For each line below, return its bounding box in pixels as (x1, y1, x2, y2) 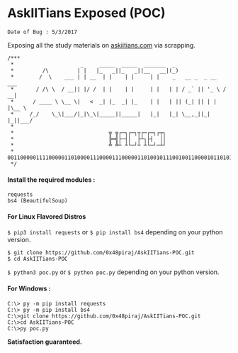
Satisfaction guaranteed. (7, 337, 83, 346)
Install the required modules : (7, 175, 96, 184)
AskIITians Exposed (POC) (7, 5, 166, 21)
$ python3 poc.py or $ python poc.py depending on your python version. (7, 268, 220, 276)
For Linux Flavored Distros (7, 212, 86, 221)
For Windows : (7, 284, 51, 293)
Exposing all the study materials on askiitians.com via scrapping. (7, 40, 196, 49)
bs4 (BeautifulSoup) (7, 197, 69, 205)
